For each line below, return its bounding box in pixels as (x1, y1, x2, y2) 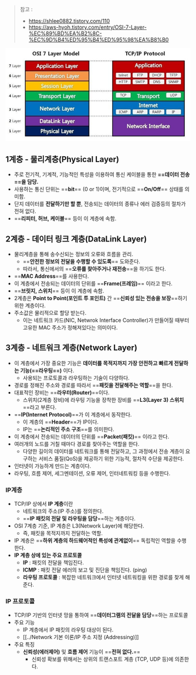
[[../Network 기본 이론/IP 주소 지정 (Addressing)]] (22, 634, 139, 641)
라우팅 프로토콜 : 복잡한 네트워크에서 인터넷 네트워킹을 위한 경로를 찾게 (22, 574, 184, 581)
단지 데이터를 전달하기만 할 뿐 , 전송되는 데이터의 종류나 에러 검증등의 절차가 (13, 200, 186, 207)
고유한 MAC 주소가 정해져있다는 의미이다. (22, 324, 118, 331)
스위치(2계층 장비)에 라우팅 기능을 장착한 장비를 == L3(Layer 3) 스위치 (22, 396, 184, 403)
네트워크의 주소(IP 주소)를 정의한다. (22, 508, 104, 515)
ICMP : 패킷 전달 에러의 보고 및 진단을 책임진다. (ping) (22, 566, 147, 573)
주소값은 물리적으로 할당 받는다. (13, 310, 86, 317)
